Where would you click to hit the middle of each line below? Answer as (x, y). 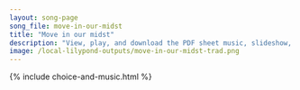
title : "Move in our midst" (62, 34)
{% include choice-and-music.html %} (81, 76)
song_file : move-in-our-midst (66, 26)
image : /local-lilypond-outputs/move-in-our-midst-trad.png (125, 51)
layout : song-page (44, 18)
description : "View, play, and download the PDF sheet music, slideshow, (151, 43)
